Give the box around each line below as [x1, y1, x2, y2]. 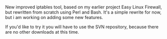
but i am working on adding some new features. [5, 15, 103, 20]
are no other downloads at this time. [5, 29, 79, 35]
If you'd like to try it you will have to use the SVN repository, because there [5, 24, 159, 30]
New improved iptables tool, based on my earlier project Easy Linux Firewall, [5, 4, 162, 10]
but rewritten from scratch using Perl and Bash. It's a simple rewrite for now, [5, 9, 162, 15]
